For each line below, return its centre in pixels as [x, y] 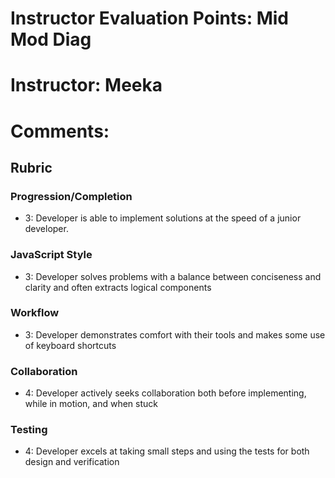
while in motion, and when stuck [91, 404]
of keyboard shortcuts [70, 345]
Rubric [31, 167]
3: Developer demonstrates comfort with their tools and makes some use [175, 334]
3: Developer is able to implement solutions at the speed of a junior [163, 218]
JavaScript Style [51, 255]
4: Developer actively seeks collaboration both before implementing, [165, 393]
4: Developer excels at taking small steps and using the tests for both [167, 451]
